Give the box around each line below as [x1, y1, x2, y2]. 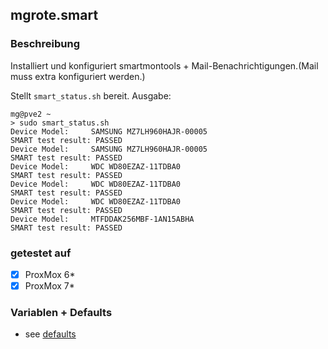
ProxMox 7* [24, 280, 75, 292]
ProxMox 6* [24, 268, 76, 280]
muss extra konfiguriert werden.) [10, 70, 146, 82]
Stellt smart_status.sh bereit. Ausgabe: [10, 89, 172, 102]
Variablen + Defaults [10, 306, 113, 320]
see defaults [24, 328, 77, 340]
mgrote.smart [10, 7, 99, 24]
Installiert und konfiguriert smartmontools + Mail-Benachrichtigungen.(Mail [10, 59, 319, 72]
